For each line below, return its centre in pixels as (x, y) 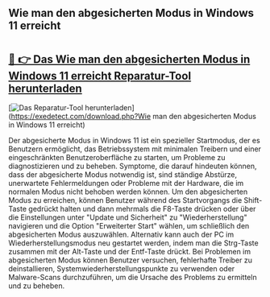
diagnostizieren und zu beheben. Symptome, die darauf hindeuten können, (133, 166)
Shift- (253, 200)
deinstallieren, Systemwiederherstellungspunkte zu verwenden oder (122, 268)
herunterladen (45, 88)
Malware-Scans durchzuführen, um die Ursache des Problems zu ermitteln (133, 277)
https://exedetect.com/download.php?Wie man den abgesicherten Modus (133, 116)
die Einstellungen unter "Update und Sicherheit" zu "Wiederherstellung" (128, 217)
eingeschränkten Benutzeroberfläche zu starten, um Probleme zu (117, 157)
